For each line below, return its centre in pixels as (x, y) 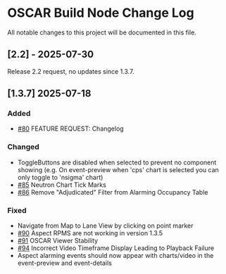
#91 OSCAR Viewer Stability (58, 241)
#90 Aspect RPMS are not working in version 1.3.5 (90, 233)
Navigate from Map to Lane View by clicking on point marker (105, 226)
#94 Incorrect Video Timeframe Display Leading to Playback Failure (116, 248)
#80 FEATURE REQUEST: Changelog (71, 129)
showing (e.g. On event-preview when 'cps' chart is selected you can (118, 169)
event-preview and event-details (65, 263)
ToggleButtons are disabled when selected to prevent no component (117, 162)
